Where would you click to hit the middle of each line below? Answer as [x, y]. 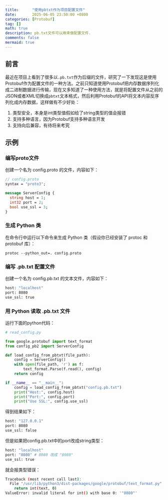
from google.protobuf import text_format [49, 341]
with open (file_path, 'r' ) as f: [49, 364]
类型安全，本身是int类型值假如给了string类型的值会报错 [69, 113]
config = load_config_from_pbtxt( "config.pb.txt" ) [68, 387]
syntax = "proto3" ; [25, 184]
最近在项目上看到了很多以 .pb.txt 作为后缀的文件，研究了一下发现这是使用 [81, 77]
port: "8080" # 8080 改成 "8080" [39, 455]
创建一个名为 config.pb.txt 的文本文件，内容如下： [57, 278]
